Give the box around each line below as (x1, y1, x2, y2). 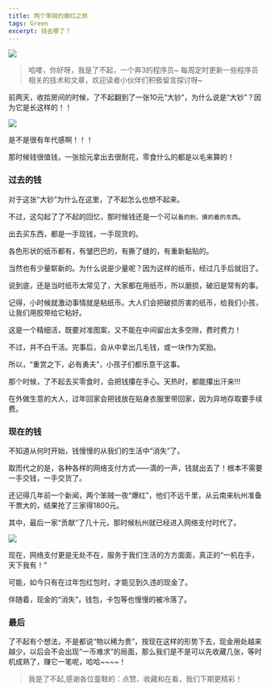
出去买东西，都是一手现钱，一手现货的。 (8, 228, 143, 239)
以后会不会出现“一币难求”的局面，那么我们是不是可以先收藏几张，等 (29, 646, 256, 656)
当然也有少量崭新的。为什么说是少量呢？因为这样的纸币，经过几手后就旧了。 (8, 263, 263, 273)
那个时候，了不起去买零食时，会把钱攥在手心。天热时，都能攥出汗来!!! (8, 376, 241, 386)
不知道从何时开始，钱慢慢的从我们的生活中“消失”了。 (8, 446, 185, 456)
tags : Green (8, 19, 48, 28)
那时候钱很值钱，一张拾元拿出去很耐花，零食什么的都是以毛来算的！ (8, 152, 235, 162)
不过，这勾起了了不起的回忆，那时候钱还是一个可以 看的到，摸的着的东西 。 (8, 211, 245, 221)
